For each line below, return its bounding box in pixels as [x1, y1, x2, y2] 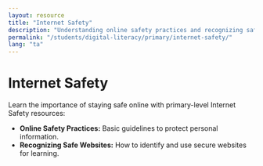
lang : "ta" [8, 41, 44, 49]
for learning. [19, 149, 59, 158]
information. [19, 132, 59, 142]
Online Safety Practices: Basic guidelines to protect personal [19, 124, 218, 133]
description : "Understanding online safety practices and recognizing [8, 26, 243, 34]
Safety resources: [8, 109, 66, 118]
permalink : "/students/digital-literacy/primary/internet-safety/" [8, 33, 233, 41]
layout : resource [8, 11, 65, 20]
